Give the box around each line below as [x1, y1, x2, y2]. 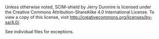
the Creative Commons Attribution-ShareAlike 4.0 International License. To [5, 9, 155, 15]
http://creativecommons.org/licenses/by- [70, 14, 152, 20]
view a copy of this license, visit [5, 14, 69, 20]
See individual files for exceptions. [5, 29, 74, 34]
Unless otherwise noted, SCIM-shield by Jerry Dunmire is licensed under [5, 4, 152, 10]
